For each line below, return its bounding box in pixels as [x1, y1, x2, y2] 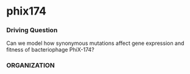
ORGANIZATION [6, 61, 55, 70]
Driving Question [6, 26, 58, 35]
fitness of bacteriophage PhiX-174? [6, 46, 94, 53]
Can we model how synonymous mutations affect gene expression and [6, 39, 185, 47]
